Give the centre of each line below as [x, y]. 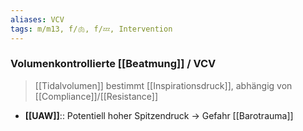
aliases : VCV [37, 19]
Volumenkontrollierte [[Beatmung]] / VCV [113, 64]
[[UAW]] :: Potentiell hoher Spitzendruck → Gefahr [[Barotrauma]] [159, 115]
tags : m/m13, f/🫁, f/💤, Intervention [91, 29]
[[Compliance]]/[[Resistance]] [96, 96]
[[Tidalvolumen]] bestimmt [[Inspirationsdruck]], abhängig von [163, 85]
